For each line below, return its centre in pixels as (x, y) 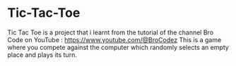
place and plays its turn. (42, 55)
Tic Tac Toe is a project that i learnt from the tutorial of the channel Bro (111, 32)
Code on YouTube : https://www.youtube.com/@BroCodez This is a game (114, 39)
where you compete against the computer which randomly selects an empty (118, 47)
